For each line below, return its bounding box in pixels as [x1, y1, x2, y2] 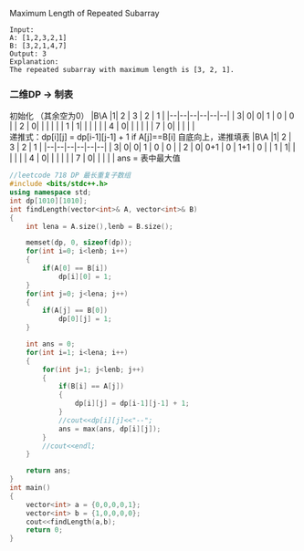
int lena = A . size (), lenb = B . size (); [26, 222, 173, 231]
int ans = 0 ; [26, 339, 76, 349]
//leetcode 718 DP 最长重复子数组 [9, 171, 131, 181]
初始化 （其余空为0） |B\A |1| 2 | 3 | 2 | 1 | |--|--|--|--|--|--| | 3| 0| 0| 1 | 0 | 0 [9, 110, 295, 121]
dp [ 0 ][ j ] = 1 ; [58, 315, 112, 324]
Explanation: [9, 57, 59, 67]
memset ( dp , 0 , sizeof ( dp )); [26, 238, 132, 247]
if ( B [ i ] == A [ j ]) [58, 382, 125, 391]
